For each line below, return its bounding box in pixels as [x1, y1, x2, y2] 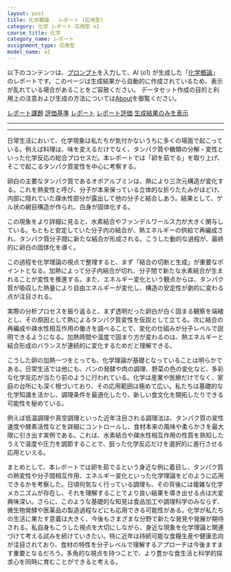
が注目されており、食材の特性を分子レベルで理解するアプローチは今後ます [7, 540, 218, 549]
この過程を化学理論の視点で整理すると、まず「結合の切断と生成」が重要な [7, 258, 218, 266]
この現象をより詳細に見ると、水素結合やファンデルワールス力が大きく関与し [7, 217, 224, 225]
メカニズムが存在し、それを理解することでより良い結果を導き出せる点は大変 [7, 489, 224, 497]
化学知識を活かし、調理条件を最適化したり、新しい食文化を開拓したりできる [7, 390, 224, 398]
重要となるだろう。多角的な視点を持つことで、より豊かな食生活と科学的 [12, 549, 217, 557]
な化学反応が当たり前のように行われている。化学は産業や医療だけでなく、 [7, 373, 218, 381]
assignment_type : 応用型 [7, 42, 76, 49]
